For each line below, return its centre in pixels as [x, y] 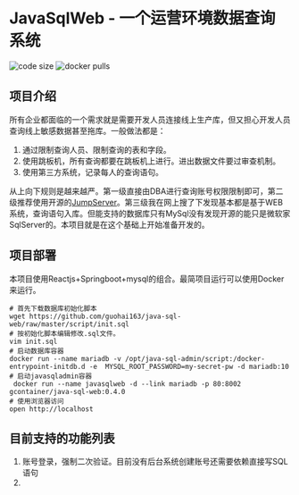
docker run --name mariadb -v [66, 358]
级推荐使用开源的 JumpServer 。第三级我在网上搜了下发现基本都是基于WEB [146, 202]
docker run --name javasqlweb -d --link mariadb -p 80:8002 [127, 384]
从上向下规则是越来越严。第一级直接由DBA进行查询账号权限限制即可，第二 [146, 191]
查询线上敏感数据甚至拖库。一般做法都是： [87, 130]
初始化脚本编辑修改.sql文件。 [72, 333]
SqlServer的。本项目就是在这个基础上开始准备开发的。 [109, 224]
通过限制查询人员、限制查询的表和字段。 [96, 149]
